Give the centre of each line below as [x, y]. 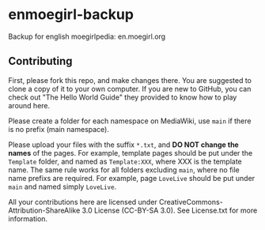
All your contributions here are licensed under [83, 202]
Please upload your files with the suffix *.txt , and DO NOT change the [123, 145]
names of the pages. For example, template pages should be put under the [131, 153]
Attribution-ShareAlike [44, 210]
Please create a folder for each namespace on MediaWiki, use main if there [130, 121]
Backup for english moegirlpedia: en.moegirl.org [87, 36]
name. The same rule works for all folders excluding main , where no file [124, 170]
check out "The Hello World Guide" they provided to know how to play [123, 97]
